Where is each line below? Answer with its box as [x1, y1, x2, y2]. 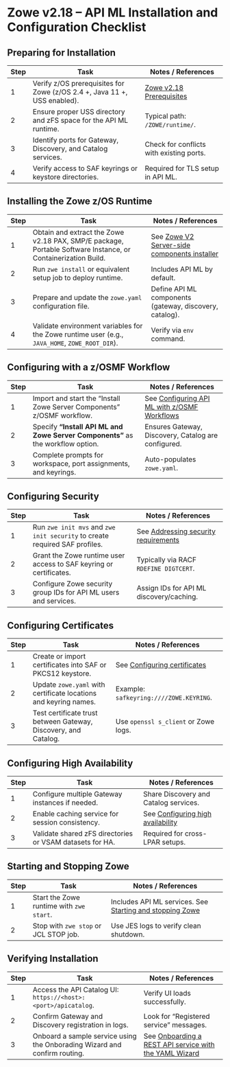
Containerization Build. [32, 253, 106, 262]
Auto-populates [144, 455, 196, 464]
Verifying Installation [7, 953, 99, 965]
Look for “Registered [143, 1011, 210, 1021]
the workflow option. [32, 439, 99, 448]
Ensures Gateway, [144, 422, 203, 431]
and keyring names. [32, 697, 96, 707]
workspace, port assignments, [32, 459, 130, 468]
